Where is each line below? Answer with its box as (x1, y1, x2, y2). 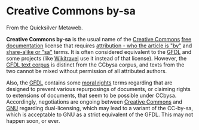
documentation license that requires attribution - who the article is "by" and (6, 42, 192, 49)
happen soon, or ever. (6, 117, 60, 124)
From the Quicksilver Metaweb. (6, 24, 83, 31)
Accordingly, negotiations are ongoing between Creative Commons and (6, 98, 182, 105)
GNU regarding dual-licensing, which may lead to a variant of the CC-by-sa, (6, 104, 193, 111)
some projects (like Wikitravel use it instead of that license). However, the (6, 55, 187, 62)
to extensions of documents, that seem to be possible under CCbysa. (6, 92, 177, 99)
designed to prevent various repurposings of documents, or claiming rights (6, 85, 191, 92)
